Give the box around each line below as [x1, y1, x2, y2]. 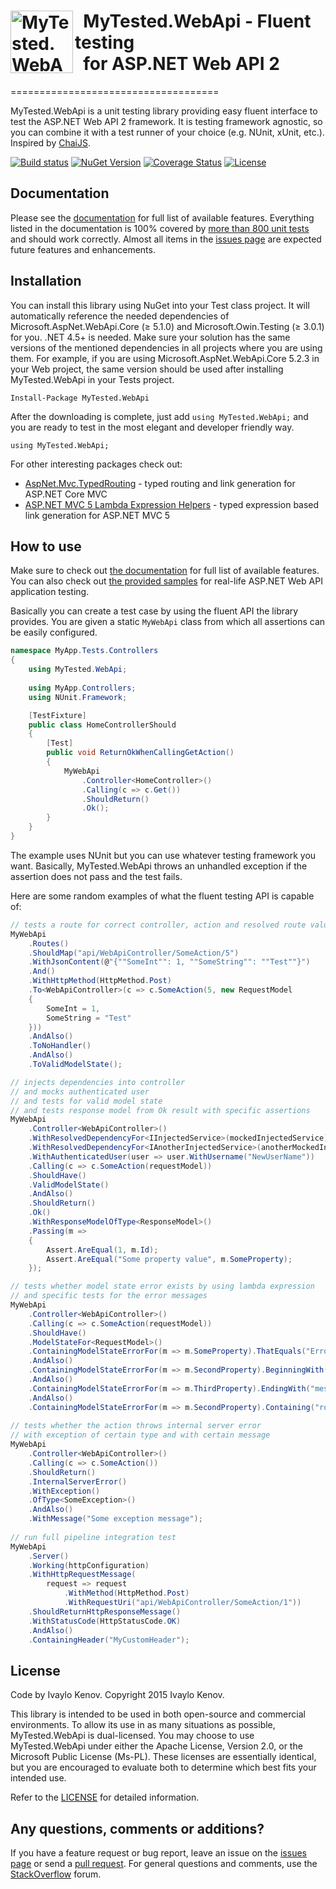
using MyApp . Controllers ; [28, 683, 137, 693]
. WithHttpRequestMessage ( [28, 1570, 137, 1580]
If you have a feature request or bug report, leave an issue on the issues [10, 1847, 307, 1859]
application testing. [10, 586, 90, 598]
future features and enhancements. [10, 243, 156, 255]
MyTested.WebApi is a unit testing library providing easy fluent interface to [10, 105, 318, 117]
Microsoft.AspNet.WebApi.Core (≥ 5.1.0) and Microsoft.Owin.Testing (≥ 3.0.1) [10, 320, 325, 332]
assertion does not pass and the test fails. [10, 870, 183, 882]
